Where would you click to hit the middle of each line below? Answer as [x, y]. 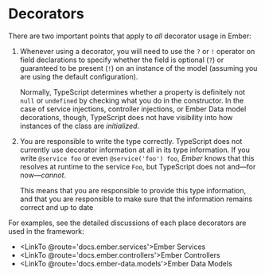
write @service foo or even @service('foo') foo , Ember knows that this [137, 158]
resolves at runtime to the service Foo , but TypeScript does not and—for [138, 166]
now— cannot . [43, 175]
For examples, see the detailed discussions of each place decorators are [127, 223]
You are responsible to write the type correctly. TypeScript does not [131, 141]
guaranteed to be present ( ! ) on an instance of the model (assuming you [138, 68]
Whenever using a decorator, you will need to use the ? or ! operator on [137, 51]
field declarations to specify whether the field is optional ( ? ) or [122, 60]
